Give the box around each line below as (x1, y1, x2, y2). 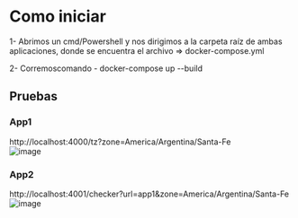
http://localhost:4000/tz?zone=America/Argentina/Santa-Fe (9, 136, 231, 147)
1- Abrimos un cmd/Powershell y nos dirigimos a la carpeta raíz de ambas (9, 36, 283, 47)
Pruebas (9, 89, 59, 104)
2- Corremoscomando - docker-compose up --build (9, 63, 203, 74)
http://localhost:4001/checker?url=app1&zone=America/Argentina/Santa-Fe (9, 188, 290, 199)
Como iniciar (9, 6, 106, 27)
